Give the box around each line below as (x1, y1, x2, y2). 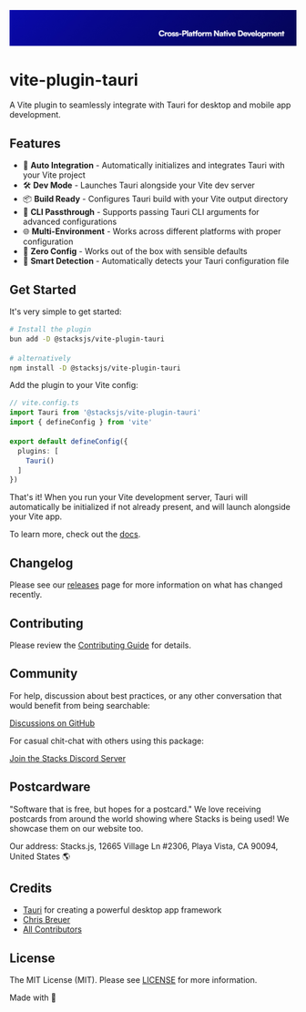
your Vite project (22, 169, 87, 180)
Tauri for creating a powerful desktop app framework (22, 905, 222, 915)
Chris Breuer (22, 915, 71, 925)
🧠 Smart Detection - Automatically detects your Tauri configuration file (22, 256, 290, 267)
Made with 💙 (9, 992, 57, 1003)
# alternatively (9, 353, 71, 363)
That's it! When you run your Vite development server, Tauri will (9, 492, 249, 503)
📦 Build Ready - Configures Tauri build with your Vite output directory (22, 193, 289, 205)
